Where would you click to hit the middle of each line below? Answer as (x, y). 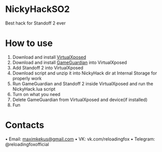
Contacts (25, 125)
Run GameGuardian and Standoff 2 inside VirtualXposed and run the (83, 83)
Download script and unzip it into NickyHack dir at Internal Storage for (85, 73)
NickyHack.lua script (34, 89)
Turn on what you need (36, 94)
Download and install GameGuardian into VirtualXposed (70, 62)
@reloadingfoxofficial (27, 144)
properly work (27, 78)
